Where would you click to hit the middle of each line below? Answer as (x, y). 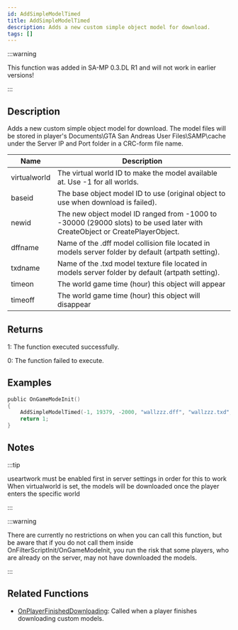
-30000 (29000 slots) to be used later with (130, 223)
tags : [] (20, 34)
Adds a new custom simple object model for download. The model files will (117, 129)
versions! (21, 75)
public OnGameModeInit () (44, 399)
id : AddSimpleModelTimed (44, 14)
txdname (25, 268)
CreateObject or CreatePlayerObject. (119, 232)
